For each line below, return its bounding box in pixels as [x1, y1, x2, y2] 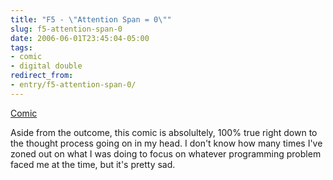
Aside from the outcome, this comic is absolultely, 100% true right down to [10, 126, 318, 138]
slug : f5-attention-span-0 [10, 24, 123, 34]
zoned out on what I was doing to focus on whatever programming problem [10, 147, 322, 160]
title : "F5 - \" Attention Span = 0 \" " [10, 14, 172, 25]
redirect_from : [10, 71, 74, 81]
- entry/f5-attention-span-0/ [10, 80, 137, 90]
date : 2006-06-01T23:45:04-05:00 [10, 33, 150, 43]
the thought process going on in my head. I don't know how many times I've [10, 137, 323, 149]
